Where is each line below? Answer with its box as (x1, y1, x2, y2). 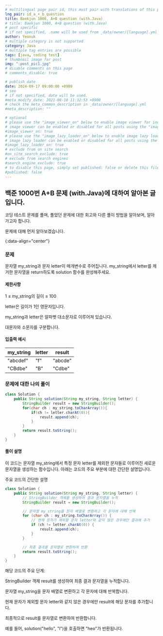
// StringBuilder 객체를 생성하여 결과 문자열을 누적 (22, 495, 118, 500)
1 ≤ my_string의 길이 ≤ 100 (5, 293, 57, 299)
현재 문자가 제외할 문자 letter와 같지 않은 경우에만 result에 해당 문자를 (5, 599, 137, 605)
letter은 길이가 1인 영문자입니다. (5, 303, 65, 309)
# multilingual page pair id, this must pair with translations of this (5, 7, 155, 12)
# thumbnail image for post (5, 57, 62, 62)
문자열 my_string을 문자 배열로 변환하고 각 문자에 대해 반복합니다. (5, 588, 129, 595)
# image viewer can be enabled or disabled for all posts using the (5, 124, 147, 129)
